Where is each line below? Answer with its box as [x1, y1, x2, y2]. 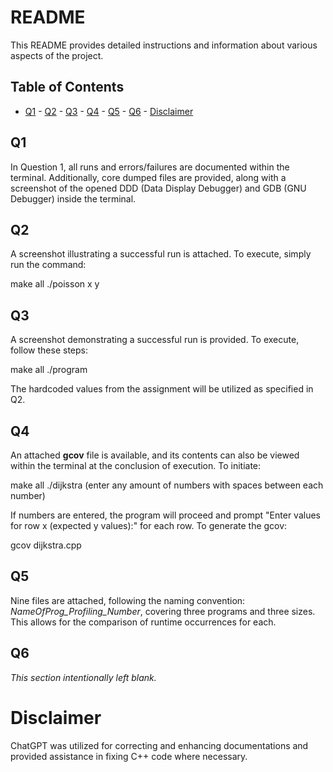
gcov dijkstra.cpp [10, 539, 82, 551]
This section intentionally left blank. [10, 671, 157, 683]
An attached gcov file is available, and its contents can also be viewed [10, 449, 300, 461]
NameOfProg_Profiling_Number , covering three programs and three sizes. [10, 605, 316, 617]
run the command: [10, 259, 87, 271]
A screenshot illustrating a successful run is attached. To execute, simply [10, 248, 312, 260]
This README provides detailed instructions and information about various [10, 39, 318, 51]
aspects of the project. [10, 49, 104, 61]
